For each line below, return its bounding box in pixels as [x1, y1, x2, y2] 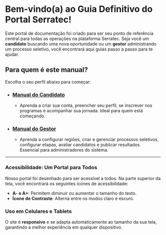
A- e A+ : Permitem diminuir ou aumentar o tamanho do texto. [12, 190, 137, 196]
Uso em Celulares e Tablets [5, 208, 72, 215]
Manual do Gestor [12, 125, 56, 132]
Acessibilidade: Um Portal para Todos [5, 164, 97, 171]
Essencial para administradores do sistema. [19, 147, 109, 153]
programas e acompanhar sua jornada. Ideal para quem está [19, 108, 143, 114]
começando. [19, 113, 45, 119]
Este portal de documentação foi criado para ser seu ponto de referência [5, 30, 154, 36]
